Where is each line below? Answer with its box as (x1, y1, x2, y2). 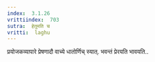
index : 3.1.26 (7, 10, 51, 17)
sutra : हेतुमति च (7, 22, 50, 29)
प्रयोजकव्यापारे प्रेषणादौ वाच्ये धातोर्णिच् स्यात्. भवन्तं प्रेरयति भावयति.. (7, 48, 149, 56)
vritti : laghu (7, 29, 51, 36)
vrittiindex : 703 (7, 16, 59, 23)
